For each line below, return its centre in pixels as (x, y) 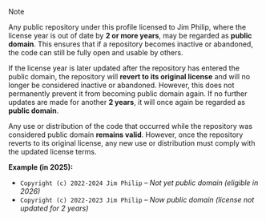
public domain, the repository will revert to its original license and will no (129, 76)
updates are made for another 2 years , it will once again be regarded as (127, 102)
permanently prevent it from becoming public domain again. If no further (128, 94)
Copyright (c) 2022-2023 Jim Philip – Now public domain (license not (137, 200)
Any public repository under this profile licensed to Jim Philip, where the (127, 27)
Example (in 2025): (41, 167)
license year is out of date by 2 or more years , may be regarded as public (130, 36)
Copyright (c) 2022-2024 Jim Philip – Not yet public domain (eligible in (139, 183)
